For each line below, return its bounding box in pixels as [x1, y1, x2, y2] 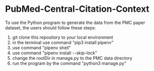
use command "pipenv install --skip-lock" [12, 50, 97, 56]
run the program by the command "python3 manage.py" [12, 60, 126, 66]
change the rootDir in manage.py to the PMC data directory [12, 55, 133, 61]
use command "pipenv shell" [12, 45, 71, 50]
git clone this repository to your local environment [12, 34, 113, 40]
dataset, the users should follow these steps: [5, 24, 96, 30]
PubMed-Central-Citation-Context [5, 3, 150, 15]
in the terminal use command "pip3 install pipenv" [12, 39, 114, 45]
